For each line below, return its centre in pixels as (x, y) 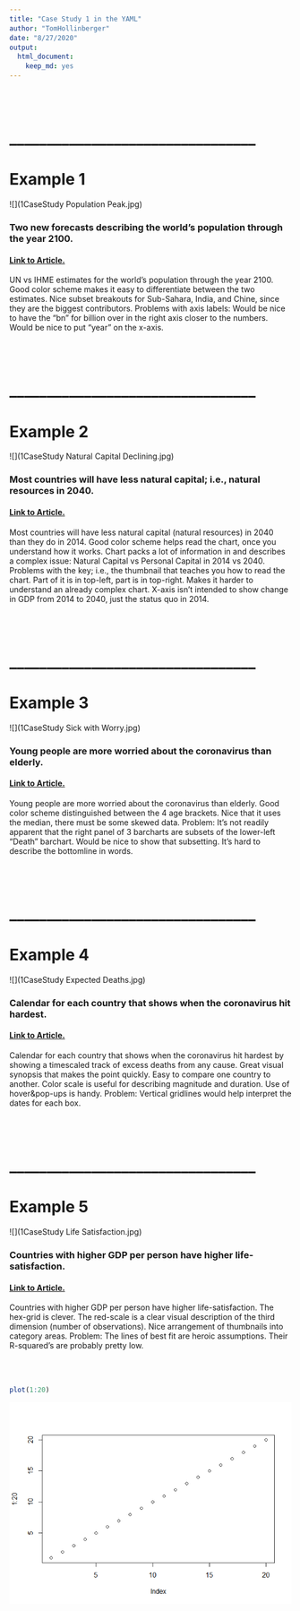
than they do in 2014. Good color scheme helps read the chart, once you (143, 541)
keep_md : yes (50, 66)
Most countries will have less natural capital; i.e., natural (135, 479)
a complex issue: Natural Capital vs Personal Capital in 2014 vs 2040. (137, 561)
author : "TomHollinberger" (60, 28)
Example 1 (47, 180)
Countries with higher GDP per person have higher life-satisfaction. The (142, 1307)
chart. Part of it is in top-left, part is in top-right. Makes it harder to (131, 580)
